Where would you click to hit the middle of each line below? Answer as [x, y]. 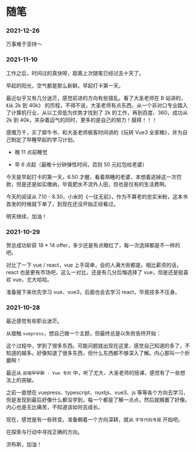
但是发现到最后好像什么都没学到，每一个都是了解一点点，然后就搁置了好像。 [98, 400]
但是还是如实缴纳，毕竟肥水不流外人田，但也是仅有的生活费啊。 [93, 184]
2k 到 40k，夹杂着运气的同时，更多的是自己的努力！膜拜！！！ [82, 120]
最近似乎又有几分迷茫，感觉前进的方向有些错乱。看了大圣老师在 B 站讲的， [96, 98]
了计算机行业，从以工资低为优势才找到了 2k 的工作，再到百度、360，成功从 [97, 112]
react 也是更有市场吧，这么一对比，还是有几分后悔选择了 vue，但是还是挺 [95, 272]
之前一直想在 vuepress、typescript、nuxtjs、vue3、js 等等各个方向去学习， [97, 393]
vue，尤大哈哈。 [32, 280]
